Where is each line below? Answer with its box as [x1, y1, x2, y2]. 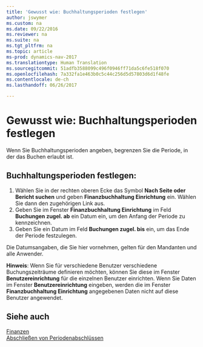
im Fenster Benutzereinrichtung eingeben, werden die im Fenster [6, 281, 171, 288]
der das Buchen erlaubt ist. [6, 153, 74, 160]
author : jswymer [6, 15, 47, 21]
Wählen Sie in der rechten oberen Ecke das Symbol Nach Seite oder [15, 186, 186, 194]
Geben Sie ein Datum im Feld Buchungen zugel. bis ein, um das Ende [15, 225, 190, 232]
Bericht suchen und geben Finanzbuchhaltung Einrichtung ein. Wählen [15, 193, 196, 200]
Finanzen [6, 328, 30, 335]
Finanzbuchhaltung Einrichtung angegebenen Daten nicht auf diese [6, 288, 179, 295]
